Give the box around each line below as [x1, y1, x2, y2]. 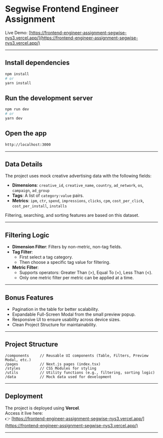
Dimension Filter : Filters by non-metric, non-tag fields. [12, 244, 122, 250]
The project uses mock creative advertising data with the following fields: [5, 173, 152, 179]
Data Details [5, 160, 43, 168]
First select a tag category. [19, 254, 73, 260]
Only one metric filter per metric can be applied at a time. [19, 275, 134, 281]
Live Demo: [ [5, 30, 31, 35]
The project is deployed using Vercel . [5, 405, 80, 411]
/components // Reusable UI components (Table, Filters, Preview [5, 353, 149, 358]
